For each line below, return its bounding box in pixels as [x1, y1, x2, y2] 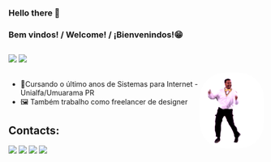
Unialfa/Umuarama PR [19, 88, 95, 98]
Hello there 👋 [8, 7, 61, 19]
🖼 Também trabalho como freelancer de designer [19, 97, 188, 107]
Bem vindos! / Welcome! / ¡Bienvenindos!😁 [8, 28, 183, 40]
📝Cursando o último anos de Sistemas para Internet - [19, 79, 199, 89]
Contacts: [8, 123, 60, 137]
